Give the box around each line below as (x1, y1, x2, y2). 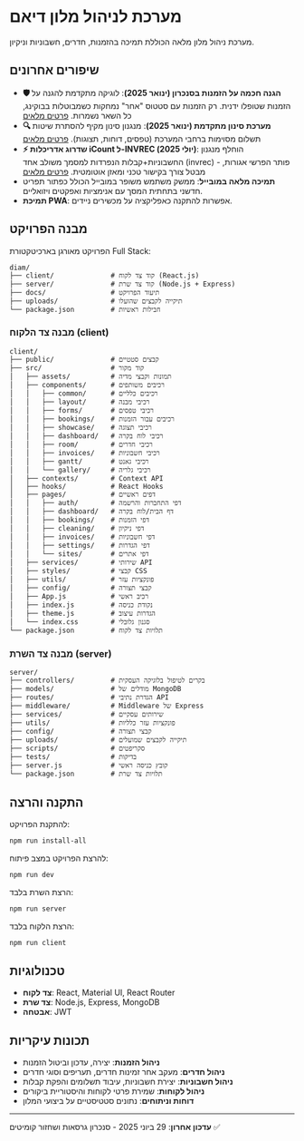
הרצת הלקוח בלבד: (9, 921, 75, 931)
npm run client (9, 938, 67, 947)
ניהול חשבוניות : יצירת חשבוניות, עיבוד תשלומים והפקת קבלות (22, 1077, 233, 1087)
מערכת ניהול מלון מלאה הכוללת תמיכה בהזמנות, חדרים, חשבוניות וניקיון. (9, 36, 255, 47)
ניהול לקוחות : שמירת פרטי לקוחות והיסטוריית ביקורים (22, 1086, 205, 1097)
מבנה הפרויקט (9, 221, 88, 237)
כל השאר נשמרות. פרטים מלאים (22, 110, 132, 121)
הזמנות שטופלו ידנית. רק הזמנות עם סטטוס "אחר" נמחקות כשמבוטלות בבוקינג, (22, 100, 291, 111)
